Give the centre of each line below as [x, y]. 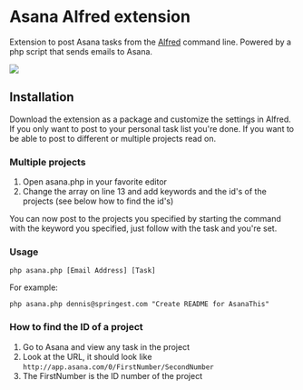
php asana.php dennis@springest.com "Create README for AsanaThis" [140, 305]
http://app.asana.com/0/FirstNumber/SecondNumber [118, 367]
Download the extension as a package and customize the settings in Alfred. [151, 119]
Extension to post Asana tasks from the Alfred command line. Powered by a [151, 42]
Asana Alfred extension [100, 17]
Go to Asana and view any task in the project [106, 346]
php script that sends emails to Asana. [81, 51]
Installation [42, 97]
